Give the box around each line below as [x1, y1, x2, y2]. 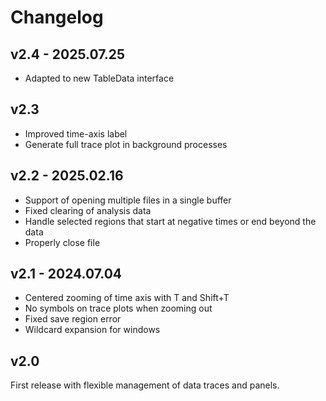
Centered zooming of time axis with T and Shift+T [24, 292, 230, 304]
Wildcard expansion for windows [24, 324, 161, 336]
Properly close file [24, 236, 101, 248]
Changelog [10, 6, 104, 29]
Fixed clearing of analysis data [24, 204, 152, 216]
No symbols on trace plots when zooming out [24, 302, 213, 315]
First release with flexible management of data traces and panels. [10, 379, 280, 391]
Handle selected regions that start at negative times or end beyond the [24, 215, 317, 227]
